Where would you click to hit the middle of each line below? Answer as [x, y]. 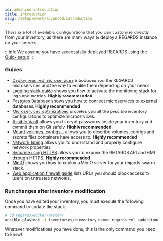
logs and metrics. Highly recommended [52, 96]
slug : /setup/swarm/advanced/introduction [49, 18]
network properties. [32, 147]
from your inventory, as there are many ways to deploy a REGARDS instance [81, 37]
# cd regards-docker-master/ [34, 215]
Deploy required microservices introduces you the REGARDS [73, 80]
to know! [14, 234]
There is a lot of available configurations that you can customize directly [77, 32]
